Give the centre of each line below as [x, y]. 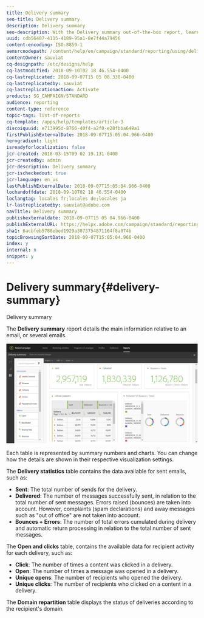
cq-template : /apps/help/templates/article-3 [65, 122]
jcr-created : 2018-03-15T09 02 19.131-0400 [62, 154]
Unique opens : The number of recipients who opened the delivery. [99, 578]
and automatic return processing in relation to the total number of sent [103, 528]
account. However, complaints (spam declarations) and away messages [105, 509]
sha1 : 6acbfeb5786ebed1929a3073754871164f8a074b [69, 231]
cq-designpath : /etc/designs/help [50, 64]
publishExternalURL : [32, 224]
